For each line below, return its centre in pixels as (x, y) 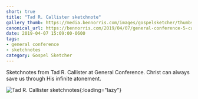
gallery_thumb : (25, 22)
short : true (21, 11)
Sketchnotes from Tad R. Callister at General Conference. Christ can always (98, 72)
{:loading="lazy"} (100, 90)
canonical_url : (25, 28)
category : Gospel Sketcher (39, 55)
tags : (13, 39)
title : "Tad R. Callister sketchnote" (54, 17)
